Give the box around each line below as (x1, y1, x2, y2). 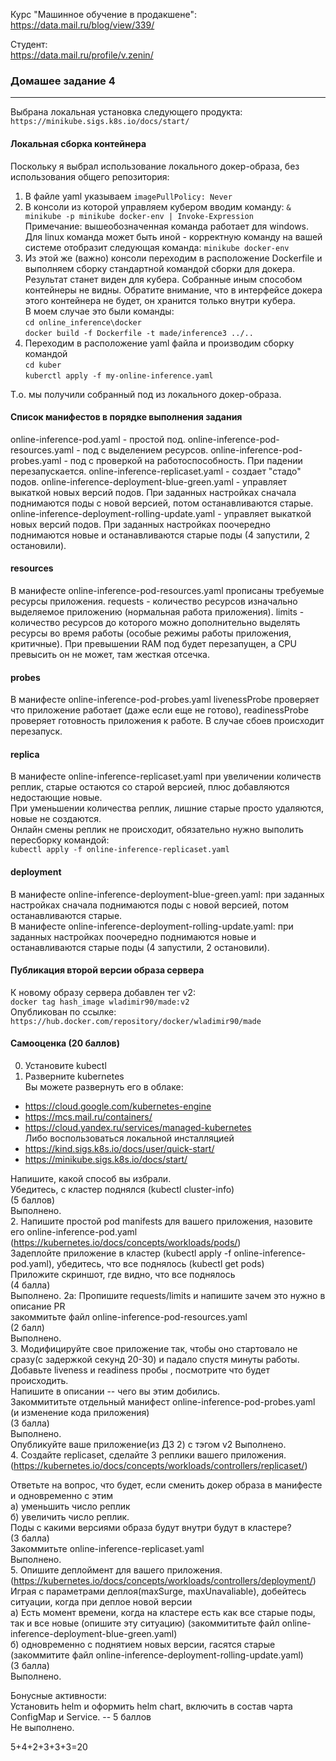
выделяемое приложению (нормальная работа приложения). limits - (10, 605, 305, 618)
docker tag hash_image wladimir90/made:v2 (10, 997, 190, 1007)
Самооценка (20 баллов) (10, 1037, 120, 1049)
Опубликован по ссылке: (10, 1005, 117, 1018)
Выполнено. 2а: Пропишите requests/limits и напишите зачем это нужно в (10, 1289, 326, 1301)
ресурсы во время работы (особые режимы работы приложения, (10, 627, 292, 639)
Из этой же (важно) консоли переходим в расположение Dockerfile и (24, 252, 323, 264)
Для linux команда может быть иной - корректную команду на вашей (24, 230, 323, 243)
